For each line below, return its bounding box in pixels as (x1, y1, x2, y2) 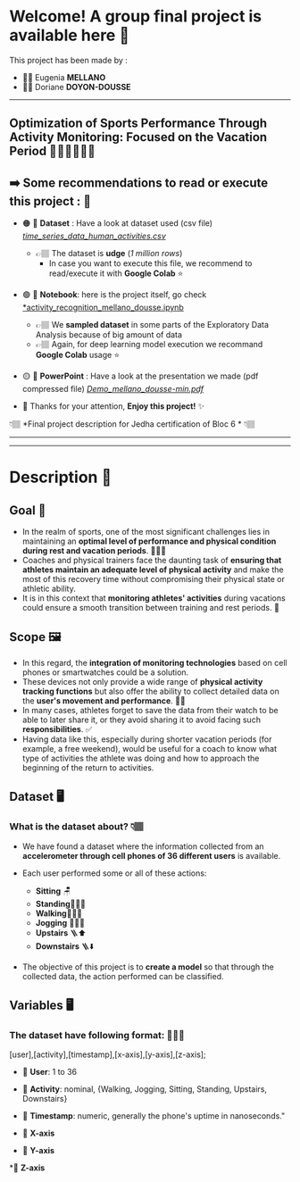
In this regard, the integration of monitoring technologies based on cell (21, 657, 287, 668)
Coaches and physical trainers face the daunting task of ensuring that (21, 555, 282, 566)
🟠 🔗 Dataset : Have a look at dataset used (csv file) (21, 218, 212, 229)
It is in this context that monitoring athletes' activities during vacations (21, 593, 286, 603)
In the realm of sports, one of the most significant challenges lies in (21, 527, 271, 537)
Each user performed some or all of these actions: (21, 868, 207, 878)
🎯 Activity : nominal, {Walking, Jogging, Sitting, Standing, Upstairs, (21, 1084, 268, 1095)
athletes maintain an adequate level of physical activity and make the (21, 564, 284, 575)
